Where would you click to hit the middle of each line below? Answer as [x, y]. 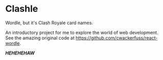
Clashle [22, 9]
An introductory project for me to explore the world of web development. [82, 32]
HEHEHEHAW [20, 53]
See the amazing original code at [40, 38]
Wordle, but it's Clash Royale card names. [49, 23]
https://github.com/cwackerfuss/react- [117, 38]
